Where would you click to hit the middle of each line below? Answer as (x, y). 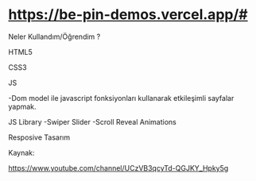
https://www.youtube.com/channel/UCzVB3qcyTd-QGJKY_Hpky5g (118, 168)
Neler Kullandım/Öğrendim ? (54, 37)
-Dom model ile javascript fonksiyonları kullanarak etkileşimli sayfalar (121, 98)
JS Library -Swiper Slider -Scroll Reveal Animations (92, 121)
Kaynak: (21, 152)
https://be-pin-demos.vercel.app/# (128, 15)
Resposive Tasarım (39, 137)
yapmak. (23, 106)
